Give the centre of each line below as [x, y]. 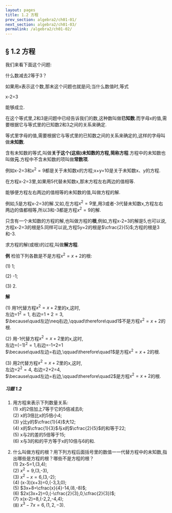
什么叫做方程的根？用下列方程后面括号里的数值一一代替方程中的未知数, [88, 452]
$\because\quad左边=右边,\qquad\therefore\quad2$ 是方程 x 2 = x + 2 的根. [83, 375]
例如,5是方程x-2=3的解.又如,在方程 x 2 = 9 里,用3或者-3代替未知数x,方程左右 [84, 203]
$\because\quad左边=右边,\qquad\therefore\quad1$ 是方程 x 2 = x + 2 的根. [83, 351]
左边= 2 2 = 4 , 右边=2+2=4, [33, 369]
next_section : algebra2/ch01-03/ [41, 24]
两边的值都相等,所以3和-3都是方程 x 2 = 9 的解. [53, 210]
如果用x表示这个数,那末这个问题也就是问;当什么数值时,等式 [67, 86]
